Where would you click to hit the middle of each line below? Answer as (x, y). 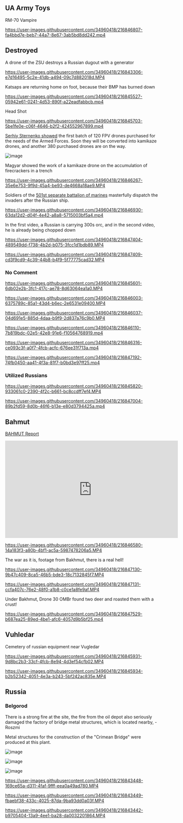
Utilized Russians (26, 375)
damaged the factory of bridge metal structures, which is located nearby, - (81, 722)
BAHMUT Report (22, 434)
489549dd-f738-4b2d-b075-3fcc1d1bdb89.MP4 (55, 245)
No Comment (21, 273)
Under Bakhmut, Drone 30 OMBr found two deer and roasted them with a (79, 599)
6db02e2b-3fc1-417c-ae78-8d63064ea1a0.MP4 (54, 288)
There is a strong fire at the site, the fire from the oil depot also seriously (79, 717)
